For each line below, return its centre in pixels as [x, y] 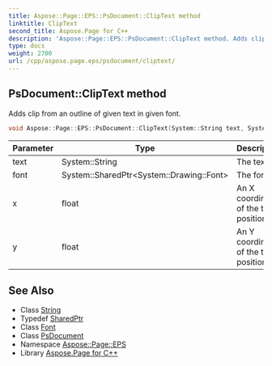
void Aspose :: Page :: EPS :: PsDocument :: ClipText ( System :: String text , [126, 128]
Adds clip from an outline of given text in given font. [95, 113]
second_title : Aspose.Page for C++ [68, 31]
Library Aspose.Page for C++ [69, 353]
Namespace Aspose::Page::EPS [73, 344]
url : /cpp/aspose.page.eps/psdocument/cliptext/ [92, 62]
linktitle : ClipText [43, 23]
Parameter [33, 148]
